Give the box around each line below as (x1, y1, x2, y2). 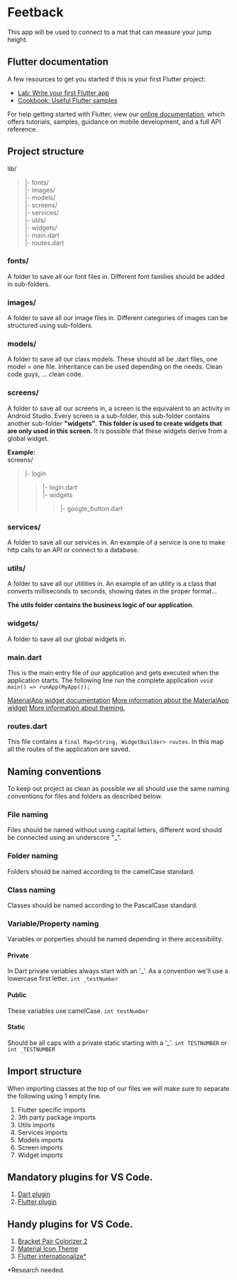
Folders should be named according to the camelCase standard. (7, 867, 195, 875)
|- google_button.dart (60, 504, 123, 513)
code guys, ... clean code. (7, 370, 84, 378)
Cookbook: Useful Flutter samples (17, 96, 118, 104)
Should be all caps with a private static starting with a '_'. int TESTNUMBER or (7, 1038, 227, 1047)
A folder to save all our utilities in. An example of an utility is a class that (7, 579, 216, 588)
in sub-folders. (7, 280, 51, 288)
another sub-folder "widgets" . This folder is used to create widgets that (7, 419, 222, 427)
